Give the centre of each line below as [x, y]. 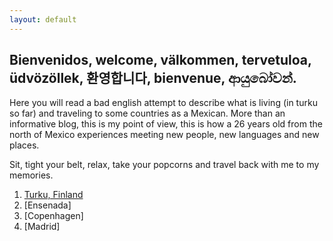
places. [24, 145]
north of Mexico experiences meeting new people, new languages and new [164, 135]
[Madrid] [42, 227]
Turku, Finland [53, 195]
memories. [31, 175]
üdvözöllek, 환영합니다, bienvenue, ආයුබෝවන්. [153, 78]
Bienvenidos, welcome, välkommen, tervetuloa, [160, 60]
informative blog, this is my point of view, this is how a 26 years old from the [166, 124]
